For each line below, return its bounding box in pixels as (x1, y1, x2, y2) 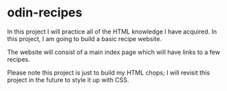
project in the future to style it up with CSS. (7, 75, 129, 83)
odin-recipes (7, 5, 83, 21)
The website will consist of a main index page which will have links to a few (7, 48, 220, 56)
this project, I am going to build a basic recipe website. (7, 34, 162, 42)
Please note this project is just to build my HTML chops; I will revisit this (7, 68, 210, 77)
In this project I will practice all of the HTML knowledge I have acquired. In (7, 27, 217, 36)
